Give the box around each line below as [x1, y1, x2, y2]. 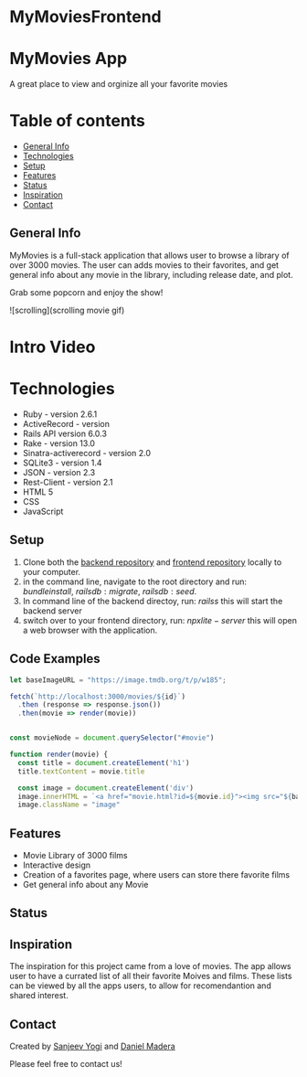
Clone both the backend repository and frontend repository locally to [22, 556, 282, 568]
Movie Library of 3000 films [22, 850, 128, 861]
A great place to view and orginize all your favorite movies [9, 79, 228, 90]
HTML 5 [22, 486, 54, 497]
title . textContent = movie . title [17, 766, 145, 776]
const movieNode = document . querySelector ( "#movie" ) [9, 733, 215, 742]
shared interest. [9, 990, 69, 1001]
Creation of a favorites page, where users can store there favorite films [22, 869, 291, 880]
